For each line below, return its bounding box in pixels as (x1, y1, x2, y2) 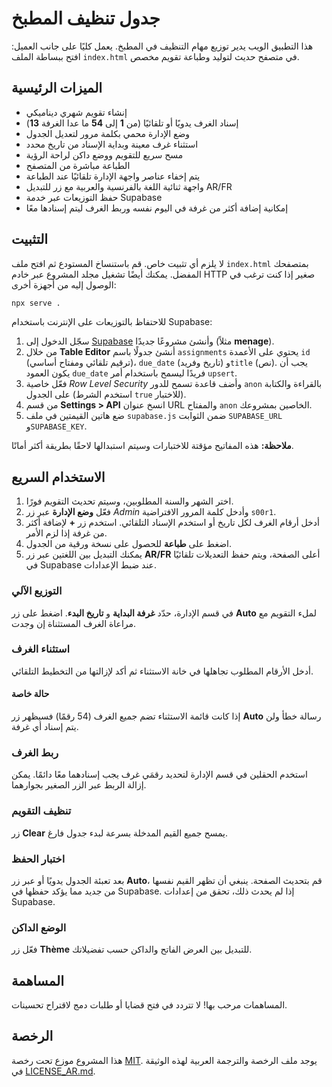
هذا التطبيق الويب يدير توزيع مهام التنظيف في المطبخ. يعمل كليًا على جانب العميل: (11, 40, 314, 52)
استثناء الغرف (11, 642, 71, 656)
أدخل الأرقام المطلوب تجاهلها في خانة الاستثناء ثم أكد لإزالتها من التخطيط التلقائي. (11, 665, 314, 677)
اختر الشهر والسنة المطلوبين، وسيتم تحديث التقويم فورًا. (25, 495, 234, 507)
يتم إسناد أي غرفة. (11, 721, 79, 733)
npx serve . (11, 298, 61, 308)
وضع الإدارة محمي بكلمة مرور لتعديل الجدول (25, 127, 191, 139)
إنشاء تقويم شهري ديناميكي (25, 106, 128, 118)
